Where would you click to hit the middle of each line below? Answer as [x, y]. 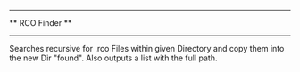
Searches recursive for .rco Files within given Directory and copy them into [147, 48]
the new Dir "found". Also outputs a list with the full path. [113, 58]
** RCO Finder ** [41, 23]
